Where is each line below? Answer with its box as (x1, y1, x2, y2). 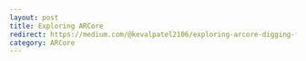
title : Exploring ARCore (9, 22, 104, 30)
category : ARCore (9, 38, 76, 48)
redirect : (9, 30, 47, 39)
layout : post (9, 13, 59, 22)
